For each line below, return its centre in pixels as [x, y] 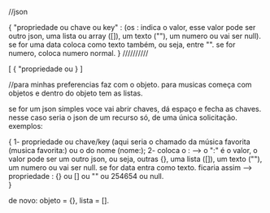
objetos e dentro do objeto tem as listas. [76, 93]
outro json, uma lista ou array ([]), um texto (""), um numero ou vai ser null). [135, 36]
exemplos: [26, 126]
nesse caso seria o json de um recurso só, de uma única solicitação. [123, 117]
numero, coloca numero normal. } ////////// [78, 53]
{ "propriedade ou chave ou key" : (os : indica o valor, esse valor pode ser [132, 27]
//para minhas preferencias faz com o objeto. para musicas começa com [130, 85]
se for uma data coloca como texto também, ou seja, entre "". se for [122, 45]
